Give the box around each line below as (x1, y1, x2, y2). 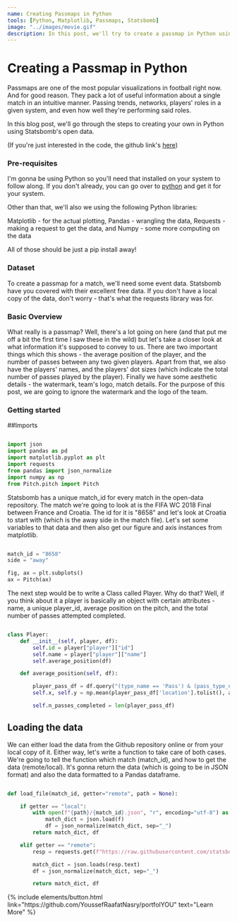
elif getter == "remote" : (20, 842, 97, 849)
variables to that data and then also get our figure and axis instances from (7, 523, 222, 531)
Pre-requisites (7, 159, 58, 168)
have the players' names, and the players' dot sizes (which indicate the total (7, 365, 229, 374)
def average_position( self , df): (20, 670, 119, 677)
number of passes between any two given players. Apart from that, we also (7, 357, 226, 367)
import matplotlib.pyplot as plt (7, 454, 106, 462)
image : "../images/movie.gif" (7, 23, 97, 30)
